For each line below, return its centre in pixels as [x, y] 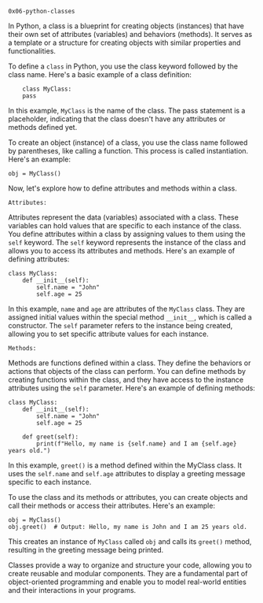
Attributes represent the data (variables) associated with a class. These [124, 217]
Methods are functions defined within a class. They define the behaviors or [130, 363]
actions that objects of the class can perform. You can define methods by [127, 371]
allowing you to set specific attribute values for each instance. [109, 334]
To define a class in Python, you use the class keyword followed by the [123, 66]
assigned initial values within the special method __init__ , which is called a [130, 317]
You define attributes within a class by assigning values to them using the [127, 234]
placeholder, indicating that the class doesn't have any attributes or [117, 119]
